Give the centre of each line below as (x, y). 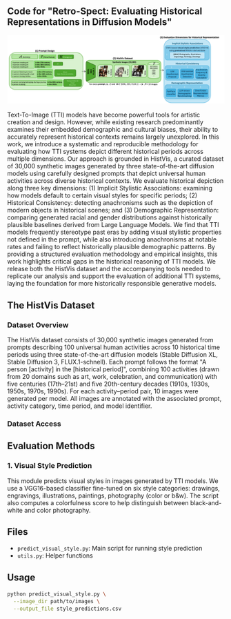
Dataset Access (34, 424)
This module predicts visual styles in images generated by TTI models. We (113, 481)
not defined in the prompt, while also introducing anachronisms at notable (112, 239)
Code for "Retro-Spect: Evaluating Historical (105, 11)
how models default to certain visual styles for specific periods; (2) (102, 195)
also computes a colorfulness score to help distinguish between (98, 502)
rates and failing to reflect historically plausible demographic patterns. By (111, 247)
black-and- (206, 502)
